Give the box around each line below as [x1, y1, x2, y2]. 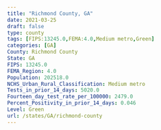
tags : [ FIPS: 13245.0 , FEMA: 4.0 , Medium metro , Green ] [7, 36, 155, 43]
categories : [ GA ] [7, 42, 57, 49]
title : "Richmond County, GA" [7, 10, 94, 17]
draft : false [7, 23, 45, 30]
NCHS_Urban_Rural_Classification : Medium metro [7, 80, 146, 87]
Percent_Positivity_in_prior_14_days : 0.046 [7, 100, 136, 107]
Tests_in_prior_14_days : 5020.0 [7, 87, 99, 94]
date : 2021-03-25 [7, 17, 57, 23]
